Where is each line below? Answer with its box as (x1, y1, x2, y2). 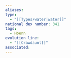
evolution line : (5, 36, 39, 41)
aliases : (5, 7, 24, 13)
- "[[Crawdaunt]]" (10, 40, 49, 45)
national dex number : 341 (5, 21, 59, 27)
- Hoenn (10, 31, 26, 36)
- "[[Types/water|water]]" (10, 17, 66, 22)
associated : (5, 45, 30, 50)
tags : (5, 26, 17, 31)
